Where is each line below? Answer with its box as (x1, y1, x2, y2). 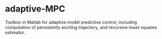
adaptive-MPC (5, 3, 65, 14)
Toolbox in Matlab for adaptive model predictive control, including (5, 19, 138, 25)
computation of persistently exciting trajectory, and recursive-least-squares (5, 24, 157, 30)
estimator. (5, 29, 25, 35)
